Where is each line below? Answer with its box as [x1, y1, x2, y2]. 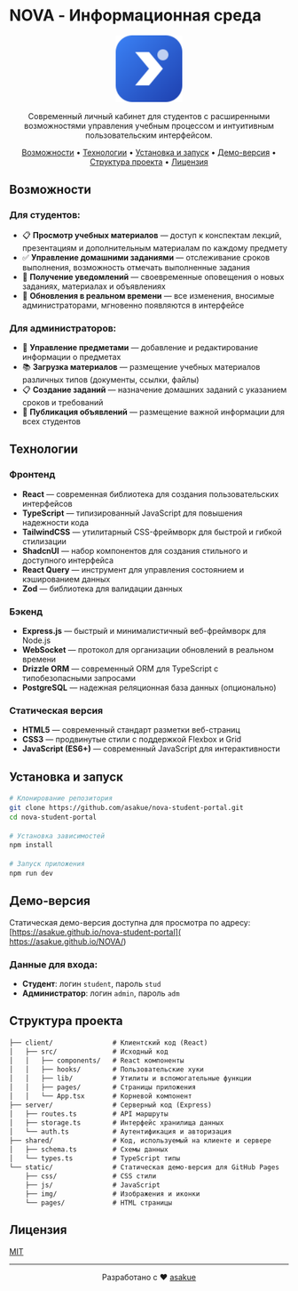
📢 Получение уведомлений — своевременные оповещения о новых [21, 271, 285, 282]
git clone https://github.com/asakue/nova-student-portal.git [9, 803, 244, 812]
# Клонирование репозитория [9, 794, 114, 803]
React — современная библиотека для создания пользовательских [21, 488, 279, 499]
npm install [9, 841, 53, 850]
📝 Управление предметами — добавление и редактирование [21, 341, 259, 352]
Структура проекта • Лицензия [90, 156, 208, 167]
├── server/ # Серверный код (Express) [9, 1100, 213, 1110]
